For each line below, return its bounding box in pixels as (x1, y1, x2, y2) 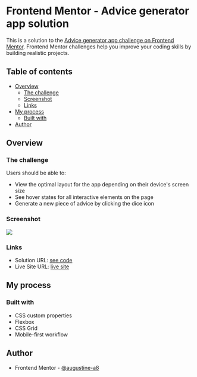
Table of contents (6, 67, 73, 77)
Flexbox (14, 318, 35, 325)
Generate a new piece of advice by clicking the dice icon (14, 200, 155, 207)
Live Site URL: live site (14, 263, 70, 270)
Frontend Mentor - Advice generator (6, 4, 189, 18)
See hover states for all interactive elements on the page (14, 194, 154, 201)
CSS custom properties (14, 312, 73, 319)
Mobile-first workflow (14, 330, 68, 338)
